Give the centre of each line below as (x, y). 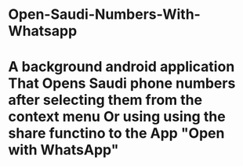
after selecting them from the (105, 100)
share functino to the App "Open (116, 134)
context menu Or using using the (117, 117)
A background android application (121, 67)
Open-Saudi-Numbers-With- (105, 14)
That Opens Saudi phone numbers (122, 83)
